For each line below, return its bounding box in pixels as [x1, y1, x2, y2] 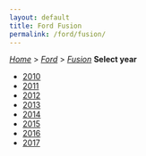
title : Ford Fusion [9, 21, 82, 30]
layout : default [9, 12, 70, 22]
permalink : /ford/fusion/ [9, 29, 106, 38]
